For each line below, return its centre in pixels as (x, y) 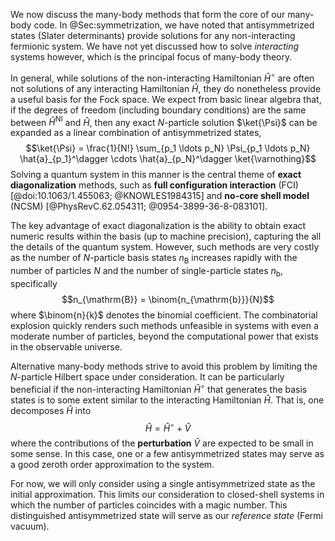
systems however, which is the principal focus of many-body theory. (151, 57)
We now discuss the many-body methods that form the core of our (148, 14)
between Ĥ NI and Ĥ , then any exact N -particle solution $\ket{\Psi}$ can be (164, 121)
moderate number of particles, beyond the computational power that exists (164, 336)
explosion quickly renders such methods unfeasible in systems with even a (164, 325)
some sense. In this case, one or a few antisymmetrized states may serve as (167, 454)
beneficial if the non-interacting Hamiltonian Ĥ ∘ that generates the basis (159, 388)
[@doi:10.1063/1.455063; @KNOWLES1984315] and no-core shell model (160, 196)
